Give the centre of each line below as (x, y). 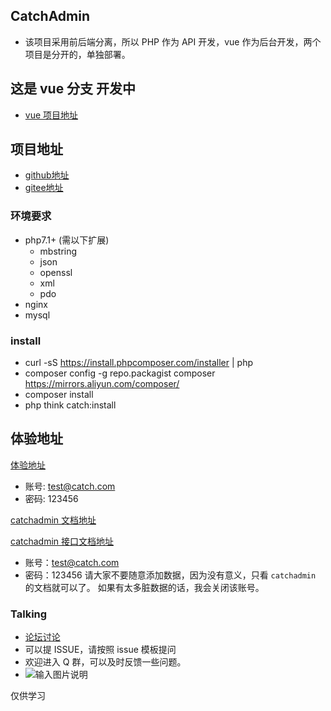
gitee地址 (44, 188)
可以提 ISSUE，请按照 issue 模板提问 (100, 650)
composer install (59, 395)
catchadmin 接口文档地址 (62, 541)
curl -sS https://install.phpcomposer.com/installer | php (138, 363)
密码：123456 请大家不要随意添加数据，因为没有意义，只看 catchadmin (170, 575)
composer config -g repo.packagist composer (120, 373)
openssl (56, 272)
